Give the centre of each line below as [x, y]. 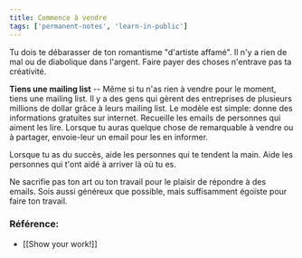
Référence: [34, 225]
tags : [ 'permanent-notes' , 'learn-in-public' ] [99, 26]
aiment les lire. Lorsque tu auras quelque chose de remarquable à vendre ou [151, 127]
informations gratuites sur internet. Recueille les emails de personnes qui [145, 118]
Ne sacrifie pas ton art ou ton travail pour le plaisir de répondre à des [138, 181]
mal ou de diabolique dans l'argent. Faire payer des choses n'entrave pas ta [151, 62]
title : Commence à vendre [58, 18]
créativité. [28, 71]
